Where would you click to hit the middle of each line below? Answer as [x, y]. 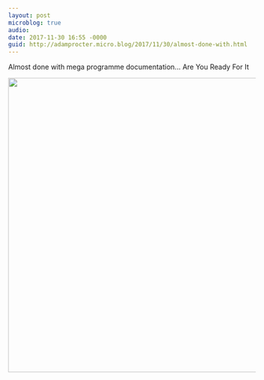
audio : [19, 30]
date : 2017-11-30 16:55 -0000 [58, 37]
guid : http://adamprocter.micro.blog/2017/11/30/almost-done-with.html [128, 45]
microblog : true [35, 23]
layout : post [29, 15]
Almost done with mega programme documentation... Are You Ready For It [128, 67]
